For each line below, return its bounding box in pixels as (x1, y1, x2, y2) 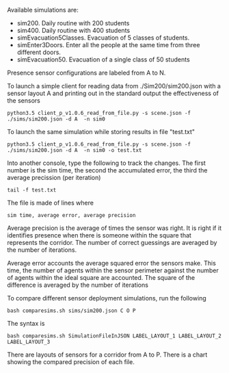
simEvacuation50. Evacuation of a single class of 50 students (16, 55, 190, 64)
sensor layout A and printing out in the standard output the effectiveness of (7, 89, 219, 97)
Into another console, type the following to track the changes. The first (7, 159, 206, 167)
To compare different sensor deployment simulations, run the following (7, 294, 206, 302)
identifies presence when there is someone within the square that (7, 231, 191, 239)
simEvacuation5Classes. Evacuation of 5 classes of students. (16, 34, 190, 42)
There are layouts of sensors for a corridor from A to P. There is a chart (7, 350, 208, 359)
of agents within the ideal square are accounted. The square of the (7, 274, 196, 281)
